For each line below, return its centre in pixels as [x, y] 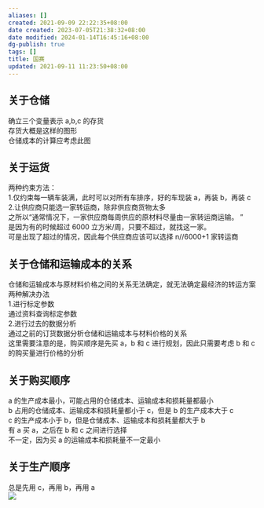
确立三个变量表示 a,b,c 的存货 [56, 121]
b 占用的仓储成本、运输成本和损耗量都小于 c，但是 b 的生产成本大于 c [121, 410]
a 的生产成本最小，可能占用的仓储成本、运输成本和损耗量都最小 [111, 400]
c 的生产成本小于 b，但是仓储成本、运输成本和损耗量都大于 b [107, 420]
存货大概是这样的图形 [42, 130]
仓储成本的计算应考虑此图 [49, 140]
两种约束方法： [32, 188]
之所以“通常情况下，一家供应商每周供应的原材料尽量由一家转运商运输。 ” [126, 217]
